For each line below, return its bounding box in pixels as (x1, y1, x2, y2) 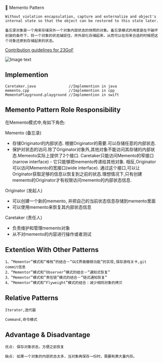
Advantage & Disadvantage (5, 331, 91, 339)
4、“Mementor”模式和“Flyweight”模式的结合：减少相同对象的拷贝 (5, 280, 123, 285)
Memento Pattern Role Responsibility (5, 106, 121, 114)
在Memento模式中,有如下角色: (5, 119, 66, 125)
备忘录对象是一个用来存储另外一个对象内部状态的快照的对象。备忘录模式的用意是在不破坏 (5, 28, 158, 33)
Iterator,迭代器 (5, 307, 36, 313)
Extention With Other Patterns (5, 246, 99, 254)
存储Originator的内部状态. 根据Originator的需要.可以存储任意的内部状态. (12, 140, 157, 146)
